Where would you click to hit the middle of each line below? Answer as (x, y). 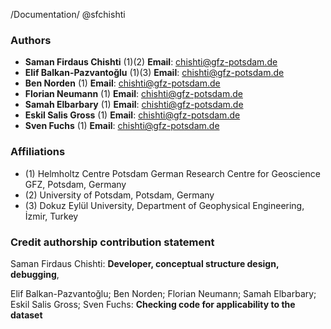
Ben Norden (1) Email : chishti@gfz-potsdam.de (122, 83)
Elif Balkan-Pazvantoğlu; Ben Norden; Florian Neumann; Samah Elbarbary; (163, 293)
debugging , (35, 274)
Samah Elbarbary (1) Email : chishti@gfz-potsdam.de (134, 105)
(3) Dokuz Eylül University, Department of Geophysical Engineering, (164, 205)
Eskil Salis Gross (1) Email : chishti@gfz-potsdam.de (132, 115)
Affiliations (38, 152)
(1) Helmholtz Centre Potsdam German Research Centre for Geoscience (172, 173)
